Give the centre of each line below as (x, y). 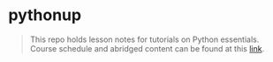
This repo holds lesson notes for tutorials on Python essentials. (144, 39)
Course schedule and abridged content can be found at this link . (147, 48)
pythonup (45, 15)
